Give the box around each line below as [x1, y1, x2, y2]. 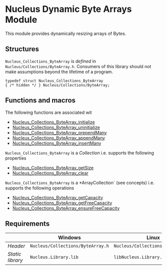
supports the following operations [5, 185, 75, 191]
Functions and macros [5, 96, 76, 105]
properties [5, 155, 26, 161]
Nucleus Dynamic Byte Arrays [5, 3, 132, 15]
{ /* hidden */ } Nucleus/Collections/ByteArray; [5, 83, 110, 88]
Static [7, 251, 21, 258]
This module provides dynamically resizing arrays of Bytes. [5, 30, 127, 36]
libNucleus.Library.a [113, 255, 165, 260]
